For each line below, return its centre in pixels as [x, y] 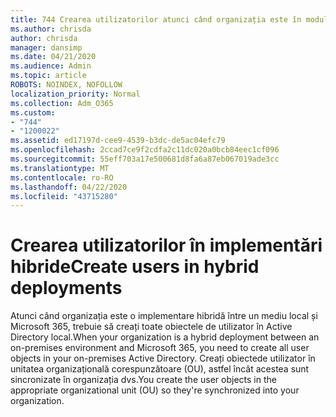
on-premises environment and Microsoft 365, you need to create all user [160, 348]
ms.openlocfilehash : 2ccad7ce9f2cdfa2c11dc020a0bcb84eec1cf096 [145, 150]
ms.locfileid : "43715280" [64, 196]
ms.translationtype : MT [60, 168]
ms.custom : [33, 112]
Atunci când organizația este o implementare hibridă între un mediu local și [164, 316]
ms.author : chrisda [51, 29]
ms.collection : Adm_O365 [62, 103]
